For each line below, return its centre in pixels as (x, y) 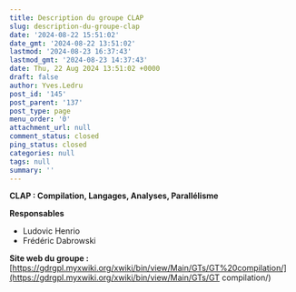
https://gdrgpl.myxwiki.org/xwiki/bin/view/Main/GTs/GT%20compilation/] (150, 268)
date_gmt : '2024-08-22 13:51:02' (73, 43)
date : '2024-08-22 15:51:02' (64, 35)
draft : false (34, 77)
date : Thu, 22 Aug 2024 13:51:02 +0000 (85, 69)
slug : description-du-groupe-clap (75, 26)
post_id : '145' (38, 94)
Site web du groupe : (49, 258)
